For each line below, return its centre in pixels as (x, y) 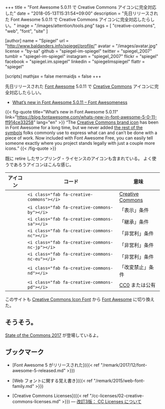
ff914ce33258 (19, 122)
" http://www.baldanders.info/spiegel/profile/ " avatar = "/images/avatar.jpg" (82, 46)
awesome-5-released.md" (39, 370)
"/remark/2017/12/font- (124, 365)
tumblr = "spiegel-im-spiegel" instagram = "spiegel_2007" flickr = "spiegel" (82, 56)
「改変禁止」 (134, 267)
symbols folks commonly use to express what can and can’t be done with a (81, 133)
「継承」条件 (134, 222)
